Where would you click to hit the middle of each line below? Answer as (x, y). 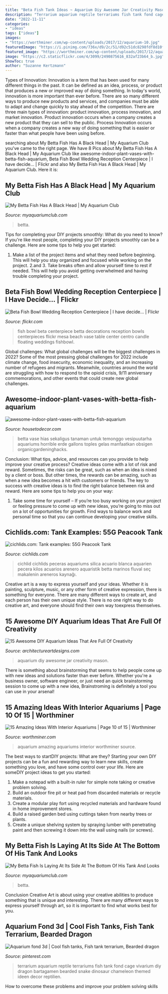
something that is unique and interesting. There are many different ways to (82, 900)
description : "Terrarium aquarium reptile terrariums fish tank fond (79, 15)
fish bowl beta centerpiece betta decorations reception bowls (81, 331)
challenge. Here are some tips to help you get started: (60, 245)
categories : (17, 24)
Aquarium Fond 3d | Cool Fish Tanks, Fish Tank (80, 927)
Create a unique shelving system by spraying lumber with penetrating (84, 825)
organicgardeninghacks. (42, 449)
